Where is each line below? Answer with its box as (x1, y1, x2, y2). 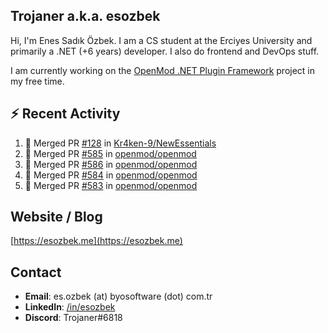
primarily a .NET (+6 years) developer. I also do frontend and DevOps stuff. (10, 45, 320, 57)
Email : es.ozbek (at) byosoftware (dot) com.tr (24, 290, 213, 303)
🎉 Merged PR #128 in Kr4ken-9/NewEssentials (24, 137, 217, 149)
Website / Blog (10, 209, 103, 226)
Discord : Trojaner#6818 (24, 312, 123, 324)
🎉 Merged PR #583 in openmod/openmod (24, 179, 198, 191)
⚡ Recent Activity (10, 105, 121, 123)
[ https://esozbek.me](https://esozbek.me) (10, 235, 183, 247)
